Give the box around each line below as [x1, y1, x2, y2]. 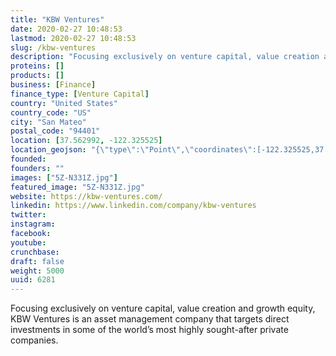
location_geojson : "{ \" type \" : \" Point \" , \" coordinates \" [10, 145, 253, 155]
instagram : [10, 219, 56, 230]
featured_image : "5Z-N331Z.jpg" [10, 182, 145, 192]
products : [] [10, 71, 65, 81]
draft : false [10, 256, 65, 266]
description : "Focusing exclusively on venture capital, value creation [10, 52, 320, 62]
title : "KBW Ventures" [10, 14, 105, 25]
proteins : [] [10, 61, 65, 71]
